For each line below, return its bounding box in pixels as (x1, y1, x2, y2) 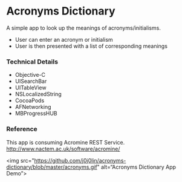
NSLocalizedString (15, 91, 62, 98)
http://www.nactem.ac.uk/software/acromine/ (6, 145, 120, 152)
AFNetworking (15, 103, 51, 111)
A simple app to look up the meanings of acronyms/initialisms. (6, 24, 161, 31)
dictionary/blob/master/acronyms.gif (6, 163, 98, 171)
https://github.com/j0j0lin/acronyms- (34, 157, 126, 164)
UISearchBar (15, 77, 47, 85)
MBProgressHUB (15, 110, 57, 117)
